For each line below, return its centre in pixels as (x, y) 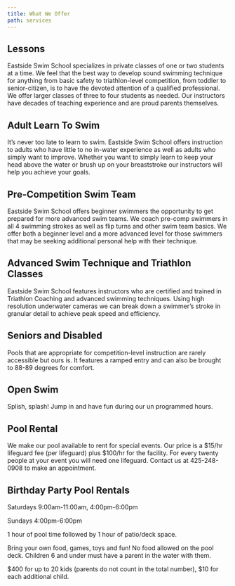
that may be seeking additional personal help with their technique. (102, 241)
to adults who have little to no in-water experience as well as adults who (112, 150)
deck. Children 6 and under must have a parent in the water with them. (109, 555)
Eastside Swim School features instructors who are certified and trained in (115, 291)
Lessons (26, 49)
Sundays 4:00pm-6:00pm (45, 521)
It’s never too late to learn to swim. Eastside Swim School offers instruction (115, 142)
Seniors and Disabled (55, 336)
